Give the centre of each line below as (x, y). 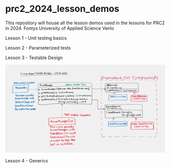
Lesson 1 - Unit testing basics (36, 38)
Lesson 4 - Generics (27, 160)
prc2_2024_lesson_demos (62, 9)
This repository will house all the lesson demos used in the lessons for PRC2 (85, 23)
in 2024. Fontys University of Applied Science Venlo (60, 28)
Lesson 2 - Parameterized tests (38, 48)
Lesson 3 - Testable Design (34, 57)
